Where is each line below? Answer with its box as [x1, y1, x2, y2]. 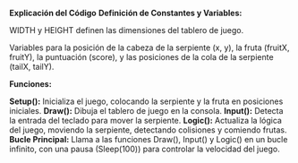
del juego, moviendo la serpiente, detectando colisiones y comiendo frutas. [9, 124, 288, 135]
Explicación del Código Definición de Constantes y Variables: [9, 8, 243, 18]
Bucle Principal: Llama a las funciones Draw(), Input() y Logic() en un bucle [9, 134, 288, 144]
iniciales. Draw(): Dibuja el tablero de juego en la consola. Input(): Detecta [9, 106, 284, 116]
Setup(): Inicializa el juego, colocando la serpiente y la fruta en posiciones [9, 96, 284, 107]
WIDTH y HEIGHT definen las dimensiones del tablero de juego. [9, 25, 244, 35]
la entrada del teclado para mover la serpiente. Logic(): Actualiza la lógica [9, 116, 282, 125]
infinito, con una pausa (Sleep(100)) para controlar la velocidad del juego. [9, 143, 280, 154]
